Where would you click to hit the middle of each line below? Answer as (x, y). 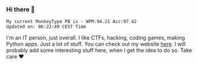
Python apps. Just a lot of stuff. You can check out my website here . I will (96, 44)
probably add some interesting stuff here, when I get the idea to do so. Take (99, 50)
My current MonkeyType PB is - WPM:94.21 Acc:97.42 (71, 22)
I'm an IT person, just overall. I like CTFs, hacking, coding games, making (96, 38)
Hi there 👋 (21, 9)
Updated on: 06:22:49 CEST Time (46, 27)
